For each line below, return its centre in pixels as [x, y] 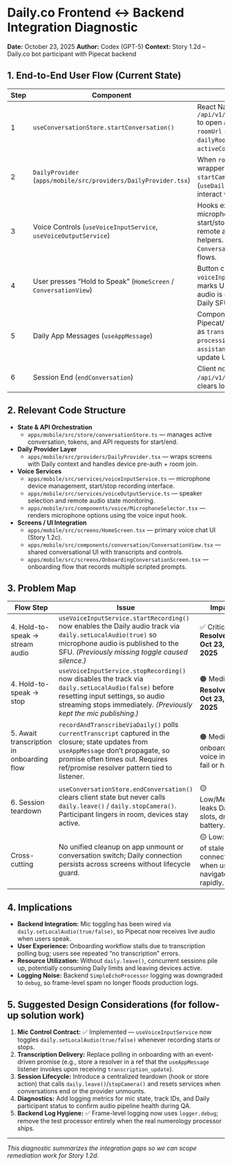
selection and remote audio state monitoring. [91, 500]
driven [26, 1062]
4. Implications [40, 907]
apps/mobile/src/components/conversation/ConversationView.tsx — [124, 545]
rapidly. [212, 883]
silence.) [72, 661]
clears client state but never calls [112, 797]
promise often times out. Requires [113, 760]
